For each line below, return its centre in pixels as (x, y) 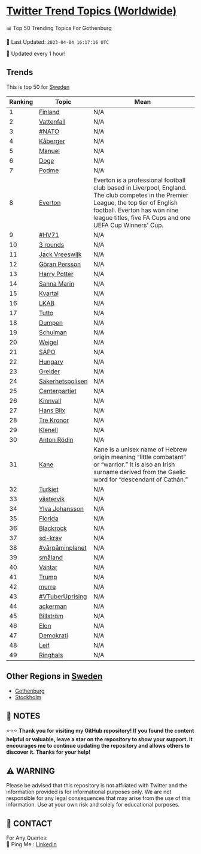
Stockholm (28, 697)
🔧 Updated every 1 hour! (36, 53)
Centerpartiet (57, 391)
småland (51, 558)
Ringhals (51, 655)
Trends (20, 72)
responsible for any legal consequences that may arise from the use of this (98, 798)
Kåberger (52, 141)
